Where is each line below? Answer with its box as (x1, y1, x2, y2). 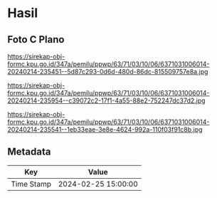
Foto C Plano (7, 33, 65, 46)
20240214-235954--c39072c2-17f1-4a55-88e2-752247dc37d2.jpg (7, 96, 206, 105)
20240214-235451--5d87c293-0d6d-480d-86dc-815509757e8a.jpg (7, 68, 208, 75)
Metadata (7, 146, 51, 158)
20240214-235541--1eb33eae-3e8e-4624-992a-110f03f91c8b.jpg (7, 125, 203, 133)
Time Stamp (11, 179, 52, 189)
